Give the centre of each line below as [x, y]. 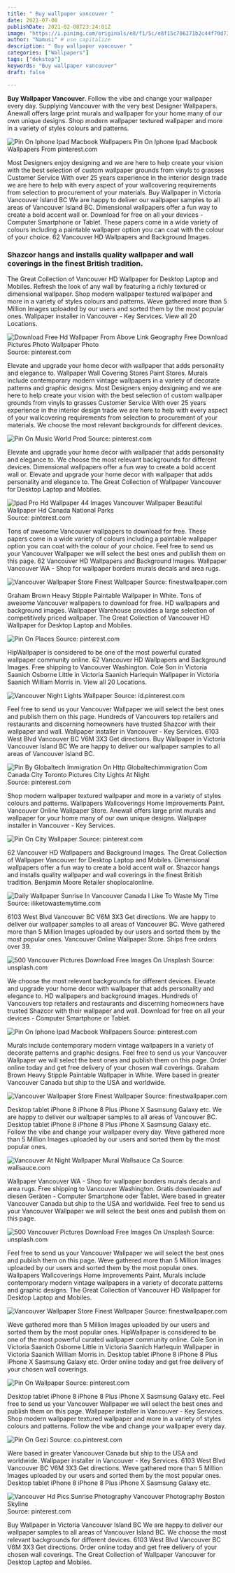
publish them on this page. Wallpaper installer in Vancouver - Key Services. [116, 1411]
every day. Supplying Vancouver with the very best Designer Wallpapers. [113, 106]
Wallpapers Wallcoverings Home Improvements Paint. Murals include [107, 1275]
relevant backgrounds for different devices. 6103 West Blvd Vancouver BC [114, 1539]
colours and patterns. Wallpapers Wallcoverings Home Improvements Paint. [116, 803]
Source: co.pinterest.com [86, 1439]
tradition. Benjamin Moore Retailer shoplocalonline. [80, 882]
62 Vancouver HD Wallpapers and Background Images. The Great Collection [117, 852]
